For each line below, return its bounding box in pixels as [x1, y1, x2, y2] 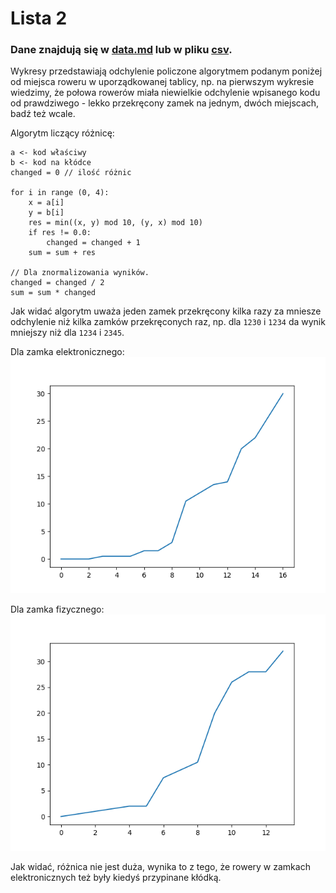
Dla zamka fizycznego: [10, 603, 105, 616]
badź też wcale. [10, 108, 76, 120]
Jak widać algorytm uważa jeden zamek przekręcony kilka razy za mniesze [10, 305, 322, 317]
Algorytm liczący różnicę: [10, 127, 115, 139]
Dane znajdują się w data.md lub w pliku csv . [10, 43, 233, 57]
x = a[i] [28, 198, 65, 208]
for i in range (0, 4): [10, 188, 110, 198]
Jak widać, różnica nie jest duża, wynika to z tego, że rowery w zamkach [10, 861, 311, 873]
